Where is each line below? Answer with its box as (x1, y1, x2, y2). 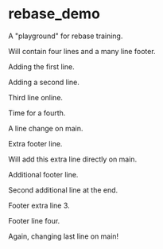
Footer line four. (8, 216, 60, 225)
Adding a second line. (8, 77, 80, 87)
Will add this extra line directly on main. (8, 154, 138, 164)
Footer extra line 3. (8, 200, 70, 210)
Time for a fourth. (8, 108, 66, 118)
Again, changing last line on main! (8, 231, 119, 241)
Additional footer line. (8, 169, 79, 179)
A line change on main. (8, 123, 83, 133)
